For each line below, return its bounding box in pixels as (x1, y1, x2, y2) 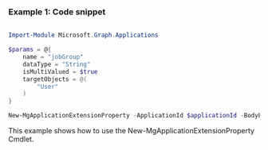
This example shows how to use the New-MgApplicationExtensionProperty (8, 126, 255, 136)
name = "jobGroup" (22, 53, 84, 61)
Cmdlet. (8, 134, 34, 144)
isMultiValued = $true (22, 67, 98, 75)
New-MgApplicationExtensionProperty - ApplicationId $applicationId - (8, 112, 245, 120)
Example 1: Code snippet (8, 6, 106, 17)
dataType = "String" (22, 60, 91, 68)
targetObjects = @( (22, 75, 88, 83)
